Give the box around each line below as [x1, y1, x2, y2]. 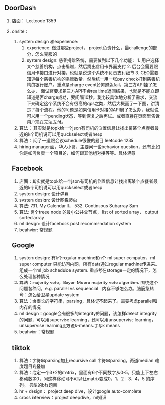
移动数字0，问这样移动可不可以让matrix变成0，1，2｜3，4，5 [19, 376, 145, 382]
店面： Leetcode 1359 [11, 17, 56, 24]
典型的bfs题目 [29, 382, 58, 388]
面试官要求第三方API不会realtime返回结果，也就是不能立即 [40, 88, 159, 94]
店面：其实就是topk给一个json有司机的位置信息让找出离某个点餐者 [19, 178, 154, 184]
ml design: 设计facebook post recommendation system [19, 220, 131, 226]
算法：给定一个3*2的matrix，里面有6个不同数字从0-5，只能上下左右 [19, 370, 158, 376]
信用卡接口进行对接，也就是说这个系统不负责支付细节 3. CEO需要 [26, 69, 159, 76]
